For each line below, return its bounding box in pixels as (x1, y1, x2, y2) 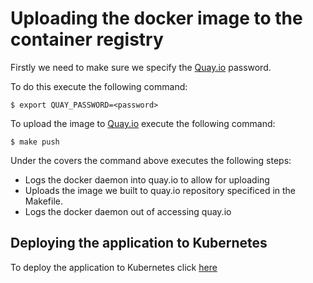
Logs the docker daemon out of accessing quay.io (24, 205, 232, 217)
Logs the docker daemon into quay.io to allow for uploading (24, 173, 270, 186)
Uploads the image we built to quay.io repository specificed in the (24, 184, 297, 196)
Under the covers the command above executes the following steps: (10, 154, 292, 166)
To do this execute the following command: (10, 80, 188, 92)
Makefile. (24, 195, 63, 207)
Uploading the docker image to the (10, 7, 303, 30)
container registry (10, 28, 164, 51)
